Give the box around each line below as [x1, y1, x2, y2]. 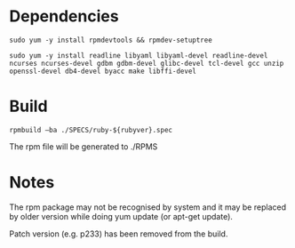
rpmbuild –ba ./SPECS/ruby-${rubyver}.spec [9, 125, 173, 134]
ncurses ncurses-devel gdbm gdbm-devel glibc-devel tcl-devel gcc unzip [9, 59, 284, 68]
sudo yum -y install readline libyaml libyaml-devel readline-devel [9, 51, 268, 60]
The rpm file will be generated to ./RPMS [9, 140, 158, 152]
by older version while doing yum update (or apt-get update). [9, 211, 234, 221]
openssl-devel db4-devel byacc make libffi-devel [9, 67, 197, 76]
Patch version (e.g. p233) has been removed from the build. [9, 228, 228, 239]
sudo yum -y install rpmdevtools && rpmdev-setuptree [9, 36, 213, 44]
